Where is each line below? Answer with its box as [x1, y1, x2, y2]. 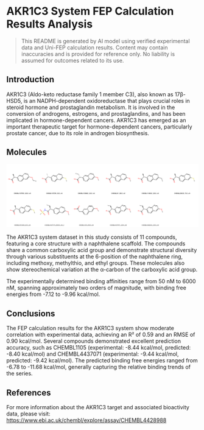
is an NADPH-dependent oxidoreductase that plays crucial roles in [23, 97, 190, 104]
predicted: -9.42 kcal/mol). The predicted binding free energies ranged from [6, 357, 198, 364]
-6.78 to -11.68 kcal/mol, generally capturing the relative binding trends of [6, 364, 191, 371]
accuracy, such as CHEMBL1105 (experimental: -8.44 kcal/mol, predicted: [6, 344, 191, 351]
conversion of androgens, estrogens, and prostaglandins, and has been [6, 110, 186, 117]
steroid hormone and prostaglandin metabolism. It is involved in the [6, 104, 175, 111]
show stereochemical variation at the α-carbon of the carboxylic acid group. [6, 266, 198, 273]
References [6, 387, 51, 398]
